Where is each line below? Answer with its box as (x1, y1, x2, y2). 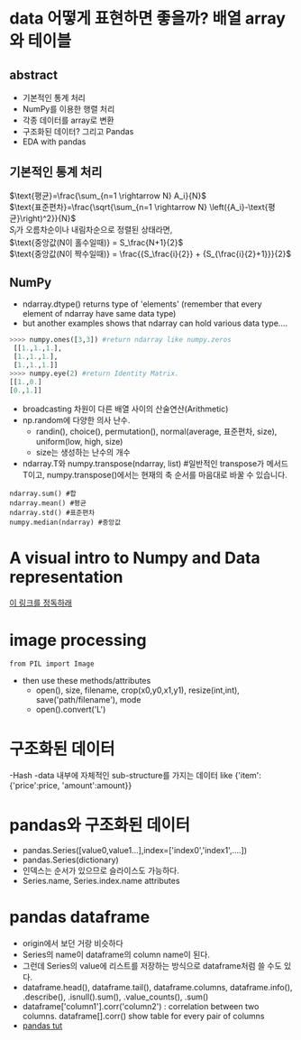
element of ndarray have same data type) (22, 308, 177, 319)
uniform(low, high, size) (35, 436, 123, 446)
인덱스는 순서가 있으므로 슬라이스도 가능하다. (22, 865, 180, 876)
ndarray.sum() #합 (9, 489, 77, 498)
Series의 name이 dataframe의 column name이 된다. (22, 949, 210, 961)
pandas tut (22, 1020, 63, 1031)
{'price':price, (9, 780, 60, 791)
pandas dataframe (9, 907, 150, 927)
